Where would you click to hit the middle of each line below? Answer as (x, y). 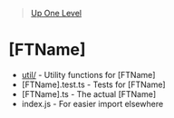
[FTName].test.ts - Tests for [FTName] (93, 84)
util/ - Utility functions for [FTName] (88, 74)
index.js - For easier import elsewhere (92, 103)
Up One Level (56, 13)
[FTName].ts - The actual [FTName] (88, 93)
